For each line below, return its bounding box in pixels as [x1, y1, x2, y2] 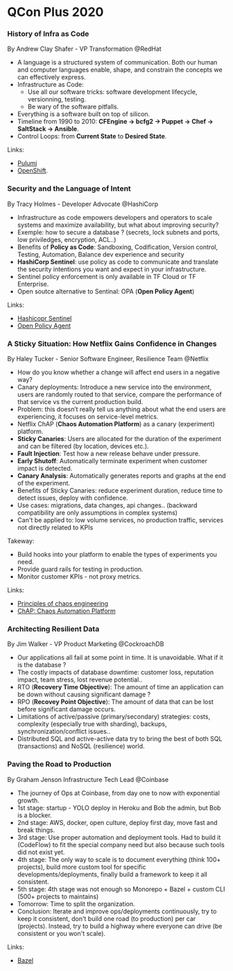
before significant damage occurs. [17, 705, 116, 714]
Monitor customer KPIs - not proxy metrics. [17, 572, 141, 581]
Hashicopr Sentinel [17, 314, 72, 322]
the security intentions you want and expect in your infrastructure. [17, 265, 207, 273]
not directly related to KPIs [17, 523, 94, 532]
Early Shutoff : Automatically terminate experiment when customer [17, 457, 208, 465]
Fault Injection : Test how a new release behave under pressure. [17, 449, 200, 458]
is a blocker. [17, 811, 52, 819]
